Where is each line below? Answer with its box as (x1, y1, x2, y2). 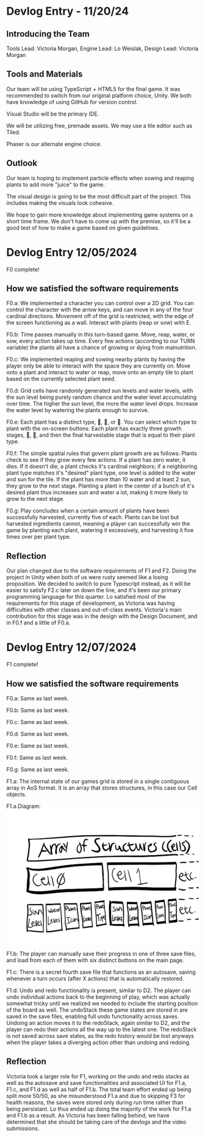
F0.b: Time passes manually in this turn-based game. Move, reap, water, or (6, 331, 195, 338)
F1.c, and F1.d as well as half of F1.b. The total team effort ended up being (6, 1086, 192, 1093)
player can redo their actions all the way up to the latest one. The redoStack (6, 1026, 197, 1033)
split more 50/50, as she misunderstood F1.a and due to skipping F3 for (6, 1092, 185, 1099)
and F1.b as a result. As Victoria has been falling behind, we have (6, 1111, 170, 1119)
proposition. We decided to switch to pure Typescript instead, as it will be (6, 580, 191, 588)
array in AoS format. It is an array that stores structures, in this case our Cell (6, 784, 197, 791)
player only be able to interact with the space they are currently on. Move (6, 362, 191, 369)
